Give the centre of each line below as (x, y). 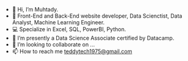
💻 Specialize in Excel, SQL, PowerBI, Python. (69, 29)
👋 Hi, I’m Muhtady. (35, 9)
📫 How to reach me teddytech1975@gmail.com (72, 51)
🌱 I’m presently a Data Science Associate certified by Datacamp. (93, 38)
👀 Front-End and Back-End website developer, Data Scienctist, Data (97, 16)
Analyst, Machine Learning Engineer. (58, 22)
